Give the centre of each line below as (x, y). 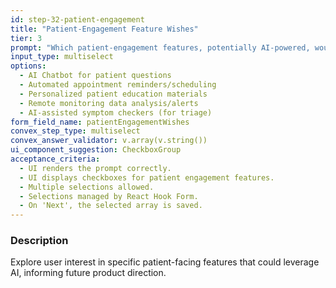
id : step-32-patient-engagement (77, 19)
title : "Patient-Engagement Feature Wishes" (104, 29)
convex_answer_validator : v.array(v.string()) (109, 141)
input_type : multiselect (62, 57)
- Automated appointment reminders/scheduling (118, 85)
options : (28, 66)
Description (39, 241)
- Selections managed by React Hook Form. (109, 196)
